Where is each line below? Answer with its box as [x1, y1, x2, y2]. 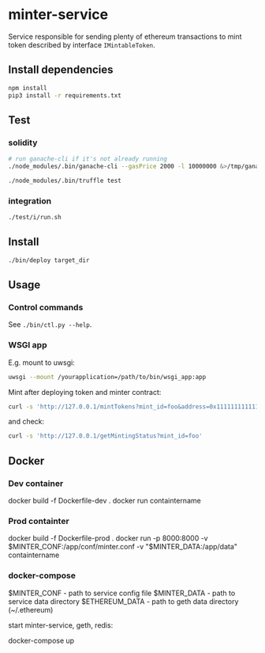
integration [8, 196, 52, 207]
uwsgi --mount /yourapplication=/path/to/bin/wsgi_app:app [8, 373, 207, 381]
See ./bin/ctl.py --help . [8, 320, 92, 329]
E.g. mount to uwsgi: [8, 358, 75, 367]
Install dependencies [8, 63, 114, 77]
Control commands [8, 302, 84, 313]
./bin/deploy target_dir [8, 256, 90, 264]
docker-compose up [8, 636, 75, 645]
